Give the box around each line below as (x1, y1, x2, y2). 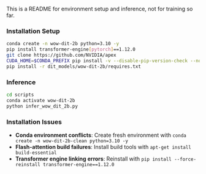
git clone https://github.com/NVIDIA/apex (6, 52, 116, 59)
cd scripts (6, 92, 34, 98)
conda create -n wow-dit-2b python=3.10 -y (6, 41, 120, 47)
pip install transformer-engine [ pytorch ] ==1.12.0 (6, 46, 136, 53)
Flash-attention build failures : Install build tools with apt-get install (15, 143, 192, 150)
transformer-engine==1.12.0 (42, 161, 115, 167)
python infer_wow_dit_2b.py (6, 103, 78, 109)
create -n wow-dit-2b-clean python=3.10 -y (15, 137, 129, 144)
